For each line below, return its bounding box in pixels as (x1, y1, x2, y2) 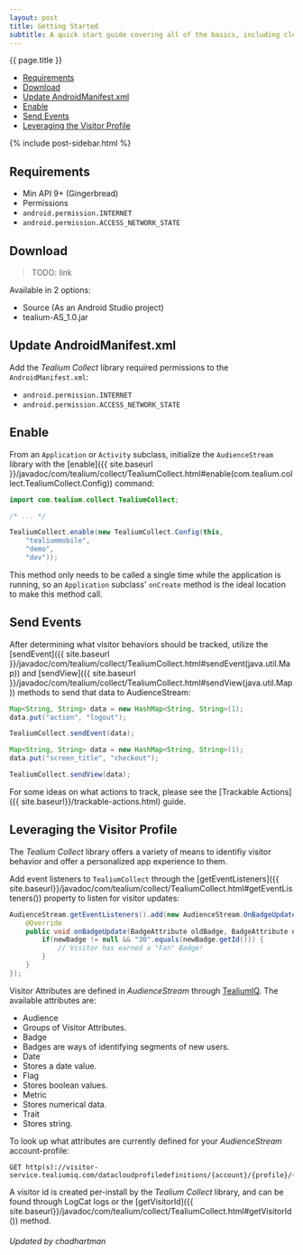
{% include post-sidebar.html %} (9, 137, 132, 149)
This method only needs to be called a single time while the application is (9, 569, 281, 580)
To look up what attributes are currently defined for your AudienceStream (9, 1136, 282, 1146)
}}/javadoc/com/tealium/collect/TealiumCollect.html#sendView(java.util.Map (9, 677, 293, 688)
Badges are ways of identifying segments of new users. (22, 1041, 230, 1052)
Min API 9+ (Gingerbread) (22, 188, 119, 199)
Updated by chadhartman (9, 1236, 106, 1247)
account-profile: (9, 1145, 69, 1156)
